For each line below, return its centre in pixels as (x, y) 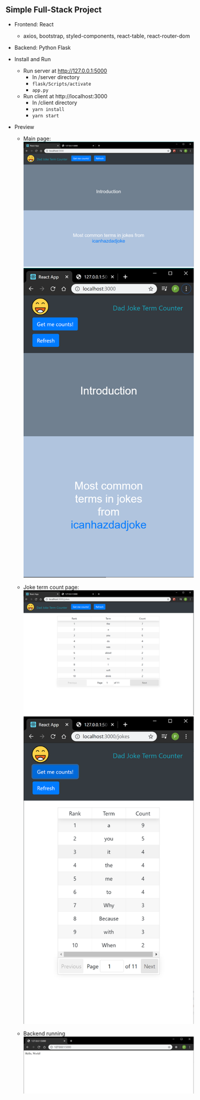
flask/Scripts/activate (61, 84)
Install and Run (33, 59)
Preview (24, 127)
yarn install (48, 109)
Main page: (37, 138)
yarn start (45, 116)
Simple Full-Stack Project (54, 10)
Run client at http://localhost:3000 (65, 96)
